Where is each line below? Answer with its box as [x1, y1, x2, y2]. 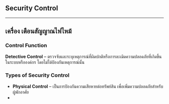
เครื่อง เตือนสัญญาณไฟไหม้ [5, 27, 72, 36]
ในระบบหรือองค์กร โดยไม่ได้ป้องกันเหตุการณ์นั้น [5, 59, 84, 65]
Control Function [5, 42, 47, 49]
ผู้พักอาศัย [12, 89, 29, 95]
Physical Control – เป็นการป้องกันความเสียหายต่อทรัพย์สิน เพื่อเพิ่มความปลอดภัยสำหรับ [12, 83, 163, 89]
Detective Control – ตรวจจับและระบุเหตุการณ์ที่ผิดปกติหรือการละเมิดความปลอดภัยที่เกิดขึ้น [5, 53, 162, 59]
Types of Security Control [5, 72, 69, 79]
